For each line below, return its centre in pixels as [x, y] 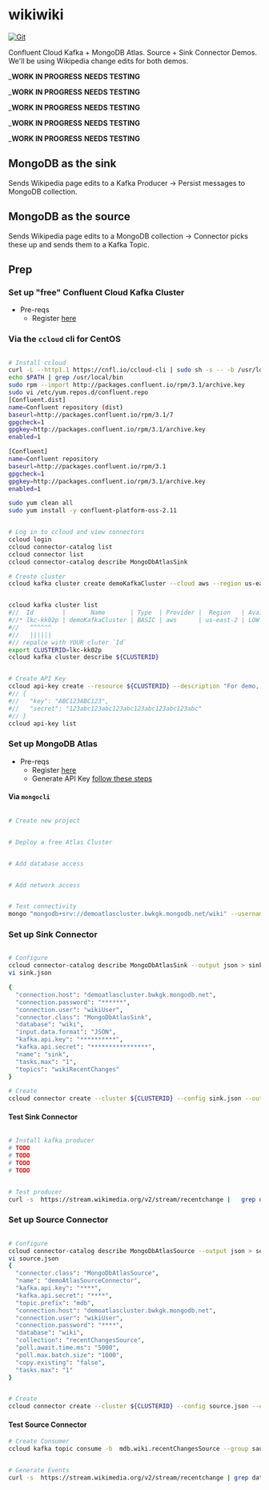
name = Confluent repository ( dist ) [66, 407]
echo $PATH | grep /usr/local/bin [66, 378]
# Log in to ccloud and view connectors [77, 532]
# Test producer [35, 1192]
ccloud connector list [46, 554]
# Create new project [44, 821]
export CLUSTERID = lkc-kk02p [55, 650]
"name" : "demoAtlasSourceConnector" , [78, 1281]
